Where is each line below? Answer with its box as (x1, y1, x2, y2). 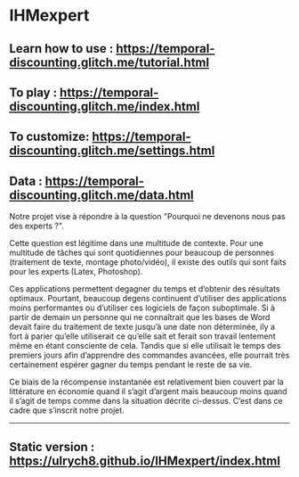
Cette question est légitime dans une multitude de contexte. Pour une (9, 238, 264, 249)
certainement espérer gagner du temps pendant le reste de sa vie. (9, 359, 253, 370)
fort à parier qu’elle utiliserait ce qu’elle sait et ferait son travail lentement (9, 331, 276, 341)
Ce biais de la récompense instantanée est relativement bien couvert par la (9, 376, 285, 388)
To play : (9, 85, 58, 100)
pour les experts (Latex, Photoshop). (9, 267, 143, 277)
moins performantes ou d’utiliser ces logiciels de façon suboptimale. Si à (9, 302, 276, 313)
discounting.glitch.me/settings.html (9, 144, 215, 159)
